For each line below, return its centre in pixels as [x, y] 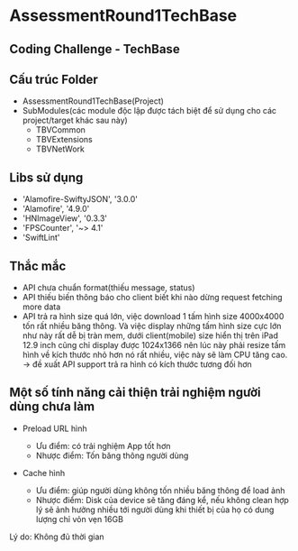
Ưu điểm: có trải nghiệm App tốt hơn [103, 445]
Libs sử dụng [46, 177]
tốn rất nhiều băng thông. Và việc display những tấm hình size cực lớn [152, 326]
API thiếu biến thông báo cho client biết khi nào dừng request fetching [152, 298]
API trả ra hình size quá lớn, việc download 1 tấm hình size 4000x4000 [153, 317]
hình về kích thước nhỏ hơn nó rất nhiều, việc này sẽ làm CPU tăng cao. [155, 355]
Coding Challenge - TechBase [95, 49]
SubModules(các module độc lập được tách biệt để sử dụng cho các [149, 111]
